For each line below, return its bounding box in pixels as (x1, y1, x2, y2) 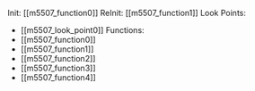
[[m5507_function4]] (20, 72, 97, 83)
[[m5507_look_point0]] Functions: (20, 25, 145, 35)
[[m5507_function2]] (20, 54, 96, 63)
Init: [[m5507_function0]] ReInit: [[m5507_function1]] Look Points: (7, 8, 247, 18)
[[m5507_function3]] (20, 62, 96, 73)
